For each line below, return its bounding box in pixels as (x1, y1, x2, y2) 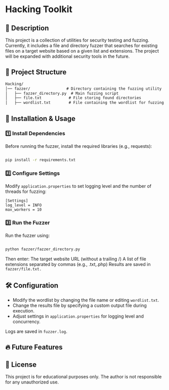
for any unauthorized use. (5, 379, 59, 385)
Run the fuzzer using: (5, 232, 50, 239)
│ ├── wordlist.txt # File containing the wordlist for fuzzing (5, 100, 164, 105)
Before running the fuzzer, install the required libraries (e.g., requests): (5, 143, 152, 149)
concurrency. (12, 319, 40, 325)
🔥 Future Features (5, 343, 63, 352)
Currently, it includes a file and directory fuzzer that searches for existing (5, 43, 158, 49)
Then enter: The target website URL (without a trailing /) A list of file (5, 256, 147, 262)
